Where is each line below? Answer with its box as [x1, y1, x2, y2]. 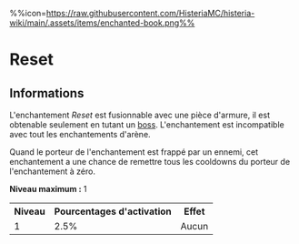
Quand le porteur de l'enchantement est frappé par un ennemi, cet [9, 147, 259, 158]
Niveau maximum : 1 [9, 184, 87, 194]
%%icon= [9, 8, 47, 18]
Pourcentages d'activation [54, 205, 173, 218]
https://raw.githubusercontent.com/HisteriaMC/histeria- [45, 8, 255, 18]
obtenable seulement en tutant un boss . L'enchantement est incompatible [9, 119, 284, 130]
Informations [9, 86, 85, 101]
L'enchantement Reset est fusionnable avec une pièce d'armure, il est [9, 109, 271, 120]
